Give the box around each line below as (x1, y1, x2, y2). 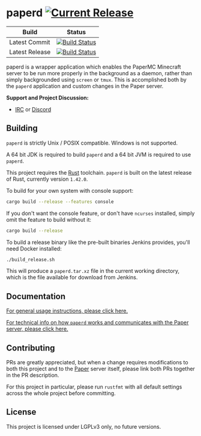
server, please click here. (6, 325, 68, 332)
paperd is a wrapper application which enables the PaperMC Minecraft (6, 63, 181, 70)
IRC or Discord (14, 105, 52, 113)
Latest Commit (9, 38, 50, 46)
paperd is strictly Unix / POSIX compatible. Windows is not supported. (6, 139, 178, 146)
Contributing (6, 343, 55, 353)
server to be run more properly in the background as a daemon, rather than (6, 69, 192, 76)
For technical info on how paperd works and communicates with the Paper (6, 319, 189, 326)
